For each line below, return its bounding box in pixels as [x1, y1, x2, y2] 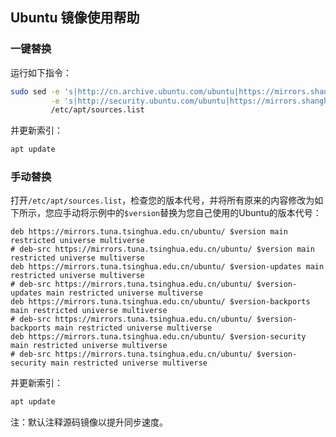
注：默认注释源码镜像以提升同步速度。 [10, 416, 168, 428]
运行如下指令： [10, 66, 72, 78]
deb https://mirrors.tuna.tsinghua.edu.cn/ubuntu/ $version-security [10, 332, 307, 342]
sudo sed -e [10, 86, 60, 97]
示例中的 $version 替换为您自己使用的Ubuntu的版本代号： [88, 207, 322, 219]
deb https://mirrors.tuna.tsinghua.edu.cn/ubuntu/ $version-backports [10, 297, 311, 307]
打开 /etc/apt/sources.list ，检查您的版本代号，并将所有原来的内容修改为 [10, 194, 315, 207]
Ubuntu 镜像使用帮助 [10, 9, 140, 27]
